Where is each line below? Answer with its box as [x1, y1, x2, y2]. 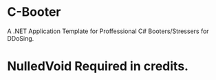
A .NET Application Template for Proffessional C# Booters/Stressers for [7, 27, 209, 35]
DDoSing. [7, 34, 34, 42]
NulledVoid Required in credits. [7, 59, 189, 74]
